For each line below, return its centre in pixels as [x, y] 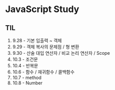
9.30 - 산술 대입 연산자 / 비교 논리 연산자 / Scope [61, 53]
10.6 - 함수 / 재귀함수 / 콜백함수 [43, 72]
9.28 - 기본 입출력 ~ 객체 [37, 40]
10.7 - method [27, 77]
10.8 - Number [27, 83]
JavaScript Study [42, 9]
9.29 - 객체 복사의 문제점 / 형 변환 [46, 47]
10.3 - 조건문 [25, 59]
